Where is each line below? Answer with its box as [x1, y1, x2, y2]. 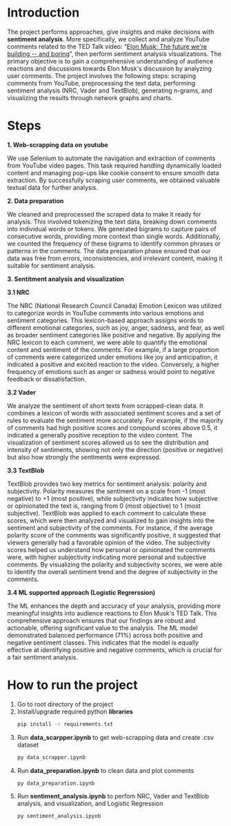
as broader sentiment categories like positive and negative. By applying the [7, 331, 221, 339]
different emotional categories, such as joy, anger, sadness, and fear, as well [7, 323, 225, 332]
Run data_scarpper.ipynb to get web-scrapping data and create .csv [17, 733, 214, 741]
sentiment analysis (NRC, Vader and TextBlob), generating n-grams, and [7, 86, 212, 95]
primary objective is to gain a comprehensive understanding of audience [7, 57, 214, 65]
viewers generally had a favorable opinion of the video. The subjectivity [7, 538, 210, 547]
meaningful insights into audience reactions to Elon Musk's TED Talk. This [7, 609, 217, 617]
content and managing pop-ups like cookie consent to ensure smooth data [7, 168, 219, 177]
